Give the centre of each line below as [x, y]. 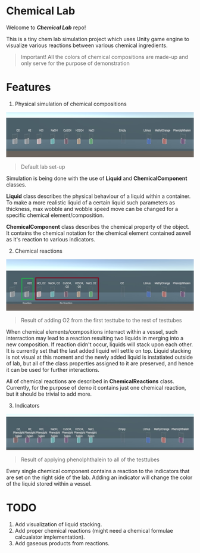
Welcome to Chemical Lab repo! [46, 27]
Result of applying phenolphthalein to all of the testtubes [90, 459]
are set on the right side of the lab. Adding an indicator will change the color [99, 477]
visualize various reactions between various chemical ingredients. [87, 45]
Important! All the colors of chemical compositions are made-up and [104, 57]
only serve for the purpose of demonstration [75, 63]
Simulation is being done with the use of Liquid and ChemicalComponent [97, 178]
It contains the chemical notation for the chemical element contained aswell [99, 233]
